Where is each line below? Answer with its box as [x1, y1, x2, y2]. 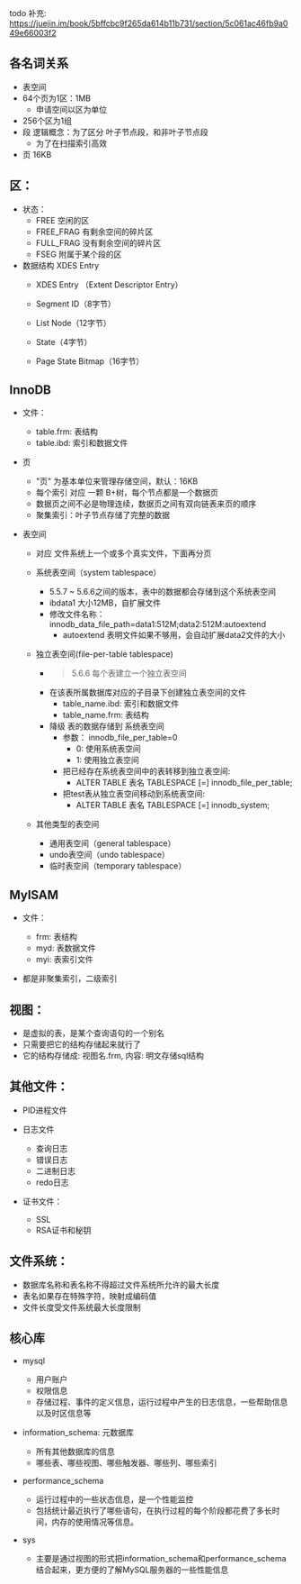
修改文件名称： [49, 609, 105, 620]
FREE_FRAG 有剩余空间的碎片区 [35, 226, 154, 237]
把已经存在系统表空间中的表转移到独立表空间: [62, 766, 231, 777]
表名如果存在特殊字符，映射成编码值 [22, 1290, 157, 1301]
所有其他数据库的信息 [35, 1445, 115, 1457]
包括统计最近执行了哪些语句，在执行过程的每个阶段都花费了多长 [35, 1505, 272, 1516]
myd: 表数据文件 [35, 942, 96, 953]
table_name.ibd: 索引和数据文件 [62, 698, 180, 709]
